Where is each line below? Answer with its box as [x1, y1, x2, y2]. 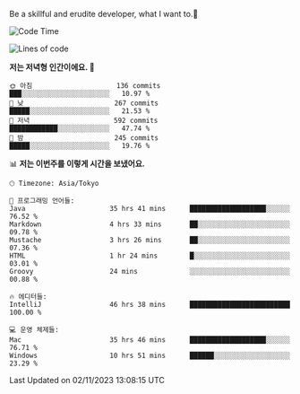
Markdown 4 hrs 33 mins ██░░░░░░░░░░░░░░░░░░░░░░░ [9, 220, 291, 229]
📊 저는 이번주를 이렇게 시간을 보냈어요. [9, 158, 146, 169]
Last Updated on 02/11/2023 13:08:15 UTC [9, 375, 166, 385]
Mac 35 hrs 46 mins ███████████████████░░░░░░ [9, 336, 291, 345]
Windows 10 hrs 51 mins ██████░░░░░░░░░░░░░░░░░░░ [9, 351, 291, 360]
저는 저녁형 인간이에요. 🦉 [9, 62, 96, 72]
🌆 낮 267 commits [9, 99, 159, 108]
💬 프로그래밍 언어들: [9, 197, 75, 206]
